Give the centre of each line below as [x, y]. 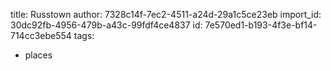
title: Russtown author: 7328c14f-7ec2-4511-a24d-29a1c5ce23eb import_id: [166, 14]
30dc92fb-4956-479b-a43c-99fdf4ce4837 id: [106, 25]
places [38, 55]
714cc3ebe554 [41, 35]
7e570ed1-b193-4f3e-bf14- [261, 25]
